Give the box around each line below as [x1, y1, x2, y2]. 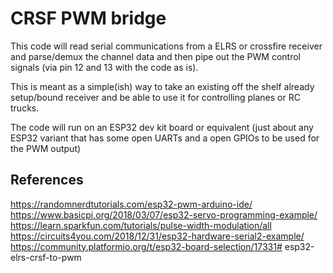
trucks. [10, 102, 40, 114]
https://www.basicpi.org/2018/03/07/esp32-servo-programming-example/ [10, 208, 318, 221]
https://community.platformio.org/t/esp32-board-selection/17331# [10, 240, 283, 252]
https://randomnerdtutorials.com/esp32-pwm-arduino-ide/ [10, 198, 253, 210]
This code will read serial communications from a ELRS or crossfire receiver [10, 40, 323, 52]
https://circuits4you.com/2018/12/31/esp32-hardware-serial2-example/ [10, 230, 305, 242]
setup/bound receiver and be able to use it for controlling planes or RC [10, 91, 301, 103]
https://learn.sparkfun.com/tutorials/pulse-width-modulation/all [10, 219, 272, 231]
